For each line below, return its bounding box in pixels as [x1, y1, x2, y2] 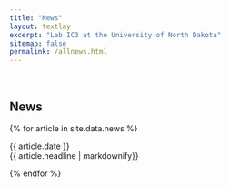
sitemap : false [9, 38, 67, 48]
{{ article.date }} [9, 140, 70, 151]
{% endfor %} [9, 168, 62, 179]
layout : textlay [9, 22, 71, 31]
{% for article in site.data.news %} [9, 122, 138, 133]
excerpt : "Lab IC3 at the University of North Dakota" [9, 30, 222, 39]
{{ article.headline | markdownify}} [9, 150, 139, 161]
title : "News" [9, 13, 64, 23]
